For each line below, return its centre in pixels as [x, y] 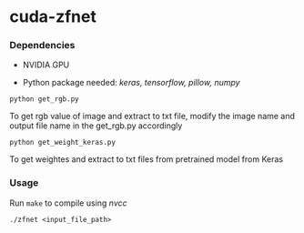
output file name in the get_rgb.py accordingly [96, 126]
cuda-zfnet [53, 17]
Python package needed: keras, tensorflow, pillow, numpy [131, 83]
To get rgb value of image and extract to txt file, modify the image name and [152, 116]
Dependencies [42, 46]
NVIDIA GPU [46, 65]
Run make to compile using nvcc [68, 203]
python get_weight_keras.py [63, 143]
